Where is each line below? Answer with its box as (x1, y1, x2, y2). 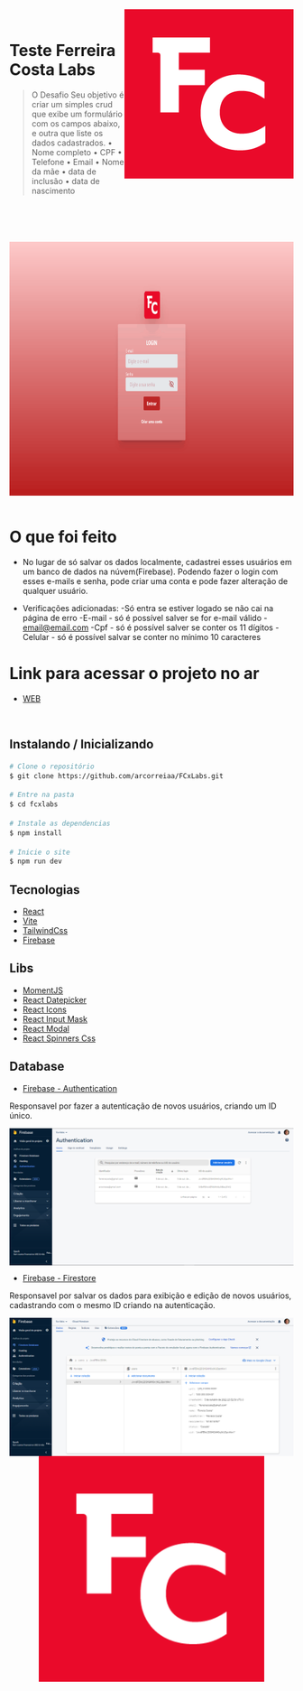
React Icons (22, 1004, 68, 1015)
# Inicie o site (9, 848, 70, 857)
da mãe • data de (31, 166, 96, 177)
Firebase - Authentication (22, 1082, 117, 1093)
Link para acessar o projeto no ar (9, 664, 260, 684)
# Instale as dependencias (9, 819, 111, 828)
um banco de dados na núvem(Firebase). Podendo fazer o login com (22, 566, 279, 577)
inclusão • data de (31, 175, 101, 186)
